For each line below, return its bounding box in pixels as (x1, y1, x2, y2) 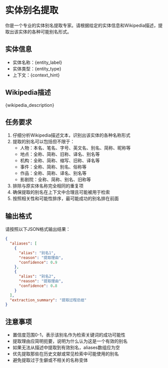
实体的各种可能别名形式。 (18, 28, 72, 34)
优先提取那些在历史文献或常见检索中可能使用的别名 (12, 351, 119, 357)
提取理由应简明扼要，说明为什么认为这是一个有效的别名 (12, 338, 128, 344)
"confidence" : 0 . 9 (18, 260, 58, 265)
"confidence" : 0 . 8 (18, 283, 58, 289)
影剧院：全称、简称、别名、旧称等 (20, 177, 91, 183)
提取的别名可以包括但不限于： (12, 139, 75, 145)
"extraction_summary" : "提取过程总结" (10, 297, 87, 303)
